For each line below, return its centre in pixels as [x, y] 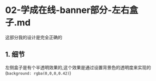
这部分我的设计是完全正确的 [34, 37]
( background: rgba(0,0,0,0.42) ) [38, 73]
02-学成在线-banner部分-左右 [67, 10]
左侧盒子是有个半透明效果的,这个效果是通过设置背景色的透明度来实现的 [78, 67]
